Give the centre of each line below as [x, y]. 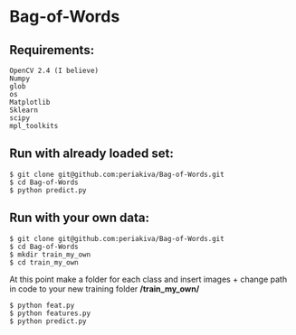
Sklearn [24, 110]
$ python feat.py [42, 305]
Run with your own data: [79, 218]
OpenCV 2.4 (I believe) [54, 70]
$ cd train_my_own [44, 262]
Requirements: [52, 50]
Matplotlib [30, 102]
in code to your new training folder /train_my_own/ [105, 288]
